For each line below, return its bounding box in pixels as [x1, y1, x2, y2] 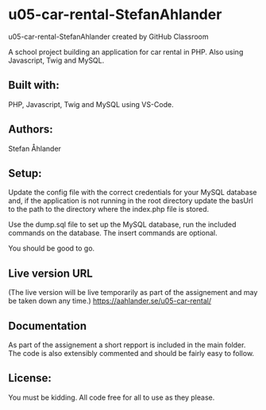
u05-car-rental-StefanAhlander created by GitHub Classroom [8, 32, 209, 41]
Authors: [8, 123, 53, 136]
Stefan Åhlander [8, 144, 62, 153]
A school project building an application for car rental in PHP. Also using [8, 47, 244, 56]
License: [8, 371, 52, 385]
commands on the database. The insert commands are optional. [8, 228, 218, 238]
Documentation [8, 319, 87, 332]
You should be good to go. [8, 243, 95, 253]
